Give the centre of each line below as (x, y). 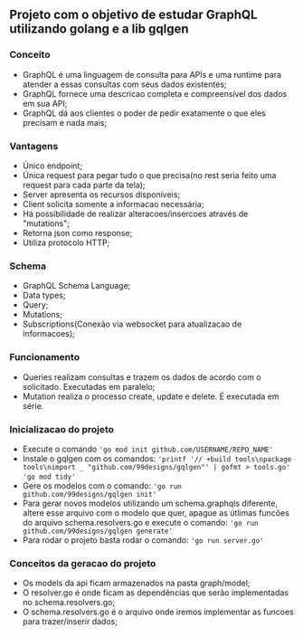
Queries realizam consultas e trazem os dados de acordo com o (142, 377)
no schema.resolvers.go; (69, 603)
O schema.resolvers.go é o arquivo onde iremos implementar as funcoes (158, 612)
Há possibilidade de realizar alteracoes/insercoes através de (135, 214)
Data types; (44, 295)
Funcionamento (44, 357)
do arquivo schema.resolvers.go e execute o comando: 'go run (141, 522)
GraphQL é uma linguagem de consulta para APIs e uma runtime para (152, 74)
